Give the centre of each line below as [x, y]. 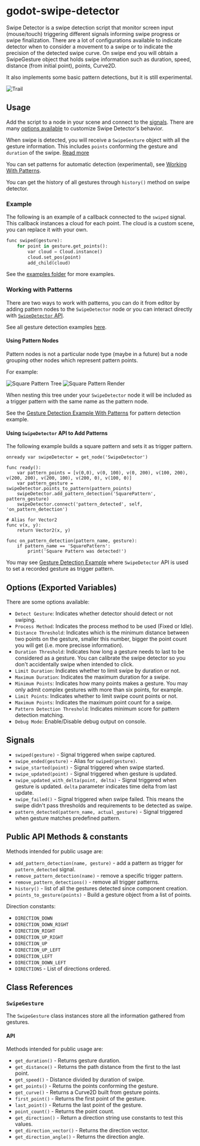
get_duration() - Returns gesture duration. [68, 1061]
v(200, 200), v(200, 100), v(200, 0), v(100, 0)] [69, 478]
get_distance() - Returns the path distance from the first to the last [98, 1067]
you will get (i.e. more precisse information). [69, 645]
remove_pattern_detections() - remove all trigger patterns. [87, 882]
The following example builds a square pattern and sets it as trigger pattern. [99, 446]
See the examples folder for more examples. [61, 274]
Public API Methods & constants [67, 837]
